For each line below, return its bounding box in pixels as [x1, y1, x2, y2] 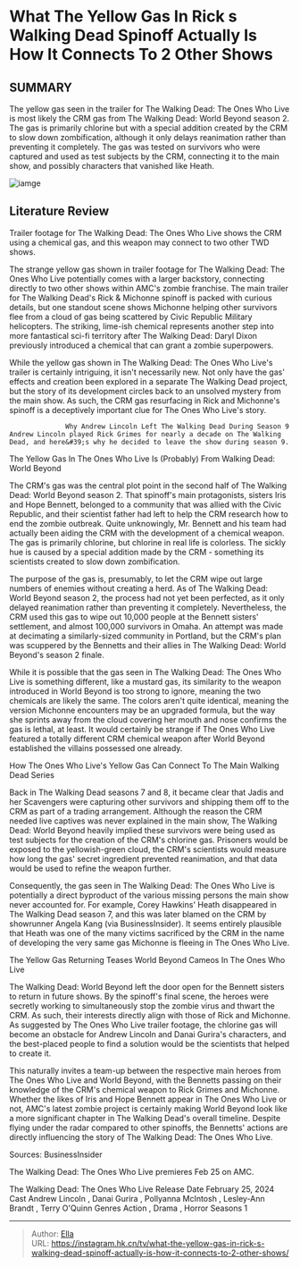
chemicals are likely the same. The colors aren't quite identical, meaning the [9, 695, 289, 705]
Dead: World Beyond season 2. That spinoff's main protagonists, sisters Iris [9, 489, 287, 500]
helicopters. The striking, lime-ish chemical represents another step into [9, 320, 274, 332]
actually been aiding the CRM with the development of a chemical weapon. [9, 528, 285, 538]
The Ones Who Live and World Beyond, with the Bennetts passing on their [9, 1075, 282, 1085]
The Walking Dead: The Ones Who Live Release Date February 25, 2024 [9, 1183, 275, 1195]
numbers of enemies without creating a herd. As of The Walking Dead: [9, 583, 269, 594]
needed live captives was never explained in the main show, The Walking [9, 815, 278, 826]
